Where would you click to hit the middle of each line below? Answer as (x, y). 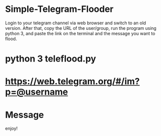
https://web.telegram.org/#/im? (73, 82)
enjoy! (11, 129)
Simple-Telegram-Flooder (59, 9)
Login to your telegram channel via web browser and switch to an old (76, 23)
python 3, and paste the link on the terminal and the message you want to (80, 33)
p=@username (37, 92)
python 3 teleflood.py (51, 59)
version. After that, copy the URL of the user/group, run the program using (81, 28)
